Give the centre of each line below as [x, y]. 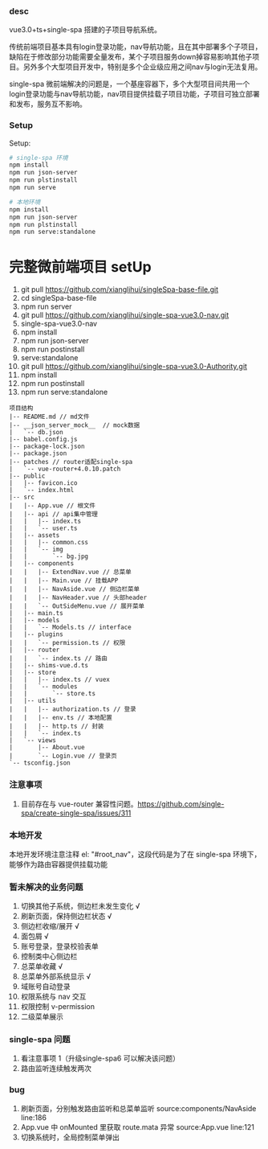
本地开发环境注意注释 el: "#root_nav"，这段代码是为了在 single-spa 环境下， [135, 854]
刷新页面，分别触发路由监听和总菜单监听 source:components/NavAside [138, 1108]
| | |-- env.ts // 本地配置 [61, 718]
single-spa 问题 [40, 1040]
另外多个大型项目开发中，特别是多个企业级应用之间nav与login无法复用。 [142, 67]
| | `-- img [36, 550]
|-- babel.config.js [44, 440]
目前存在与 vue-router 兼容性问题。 [79, 804]
